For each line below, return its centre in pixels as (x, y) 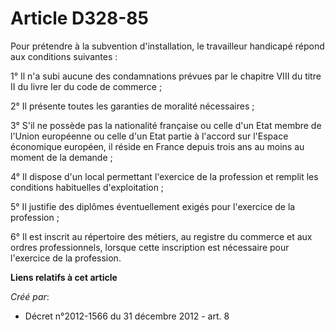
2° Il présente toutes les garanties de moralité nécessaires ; (132, 106)
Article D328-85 (79, 18)
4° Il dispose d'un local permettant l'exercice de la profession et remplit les (164, 176)
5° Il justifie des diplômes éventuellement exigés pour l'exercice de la (153, 206)
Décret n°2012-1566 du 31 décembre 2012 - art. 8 (127, 316)
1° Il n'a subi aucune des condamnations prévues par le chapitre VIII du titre (166, 76)
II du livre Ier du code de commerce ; (86, 86)
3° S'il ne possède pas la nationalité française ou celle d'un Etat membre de (166, 125)
